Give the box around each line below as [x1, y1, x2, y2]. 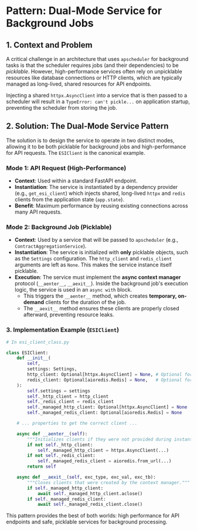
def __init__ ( [16, 355, 51, 361]
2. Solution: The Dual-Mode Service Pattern [6, 121, 169, 131]
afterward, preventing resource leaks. [23, 311, 114, 318]
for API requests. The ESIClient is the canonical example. [6, 149, 145, 156]
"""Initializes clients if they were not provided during [27, 436, 172, 442]
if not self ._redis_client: [27, 453, 96, 459]
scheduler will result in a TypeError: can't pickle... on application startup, [6, 98, 191, 105]
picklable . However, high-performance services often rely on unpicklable [6, 68, 183, 75]
